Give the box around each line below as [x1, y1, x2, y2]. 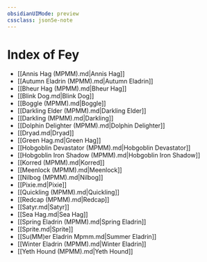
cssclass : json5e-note [7, 17, 73, 24]
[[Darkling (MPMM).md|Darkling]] [17, 114, 114, 123]
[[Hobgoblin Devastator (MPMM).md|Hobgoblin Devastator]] [17, 144, 191, 152]
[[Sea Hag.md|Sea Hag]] [17, 210, 88, 219]
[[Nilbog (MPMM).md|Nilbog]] [17, 174, 104, 182]
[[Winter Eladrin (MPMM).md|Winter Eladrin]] [17, 240, 147, 248]
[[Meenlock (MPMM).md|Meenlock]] [17, 166, 123, 174]
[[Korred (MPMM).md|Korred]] [17, 158, 105, 167]
